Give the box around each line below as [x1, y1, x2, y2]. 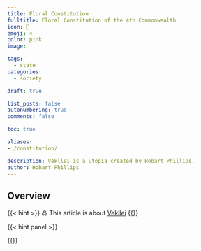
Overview [7, 189, 51, 201]
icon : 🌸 [7, 23, 30, 30]
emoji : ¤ [7, 29, 33, 37]
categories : [7, 68, 42, 76]
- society [13, 75, 42, 82]
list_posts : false [7, 100, 61, 107]
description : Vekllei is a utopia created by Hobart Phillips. [7, 157, 195, 164]
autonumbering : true [7, 106, 68, 114]
